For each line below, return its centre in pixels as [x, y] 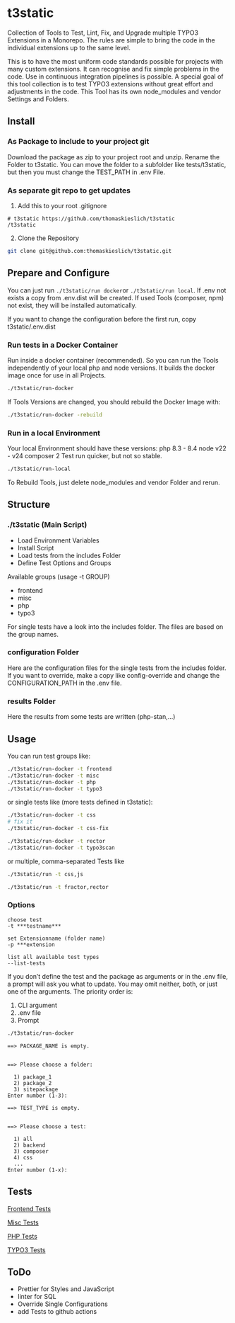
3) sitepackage [36, 1089]
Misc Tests [23, 1222]
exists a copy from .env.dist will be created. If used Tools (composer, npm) [116, 297]
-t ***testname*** [34, 926]
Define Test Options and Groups [64, 563]
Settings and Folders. [38, 99]
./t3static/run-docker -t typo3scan [61, 848]
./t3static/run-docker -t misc [53, 776]
